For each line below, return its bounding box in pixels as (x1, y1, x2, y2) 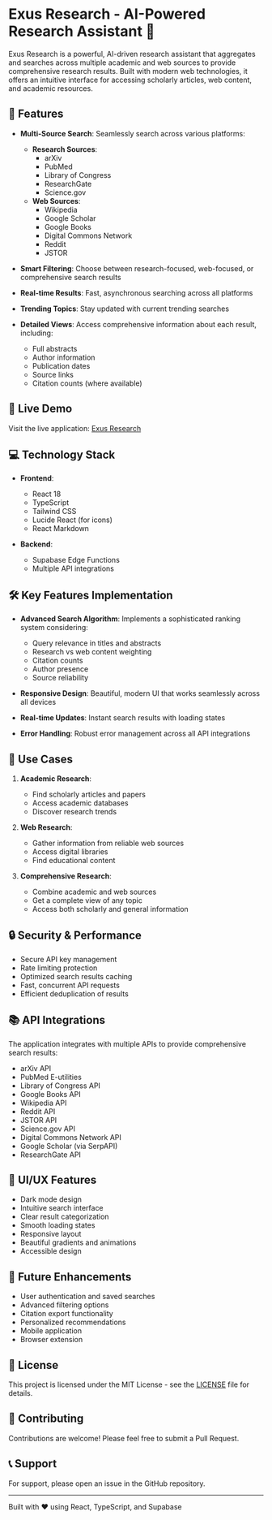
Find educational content (32, 856, 116, 865)
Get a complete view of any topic (32, 896, 143, 905)
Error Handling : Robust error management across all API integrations (19, 728, 251, 739)
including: (19, 328, 53, 338)
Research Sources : (32, 144, 98, 154)
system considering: (19, 623, 89, 633)
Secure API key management (19, 954, 117, 964)
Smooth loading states (19, 1220, 96, 1230)
